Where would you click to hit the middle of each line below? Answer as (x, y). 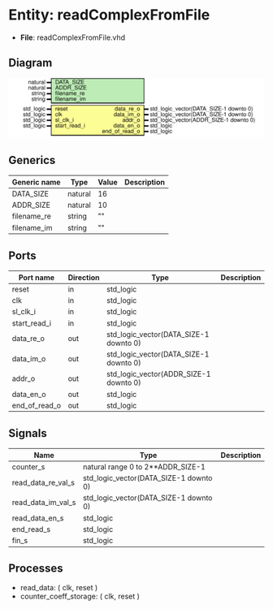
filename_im (32, 227)
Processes (36, 568)
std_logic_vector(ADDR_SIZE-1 (159, 374)
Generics (32, 160)
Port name (37, 277)
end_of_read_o (37, 405)
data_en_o (29, 394)
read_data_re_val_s (43, 482)
